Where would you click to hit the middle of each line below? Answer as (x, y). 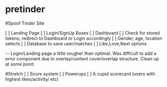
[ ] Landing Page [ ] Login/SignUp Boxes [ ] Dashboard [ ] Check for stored (82, 33)
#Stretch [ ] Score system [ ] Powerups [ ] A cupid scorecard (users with (80, 73)
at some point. (20, 64)
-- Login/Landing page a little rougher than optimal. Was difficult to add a (81, 53)
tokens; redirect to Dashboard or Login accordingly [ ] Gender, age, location (84, 38)
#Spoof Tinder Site (25, 23)
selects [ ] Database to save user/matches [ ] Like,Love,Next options (76, 43)
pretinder (25, 9)
